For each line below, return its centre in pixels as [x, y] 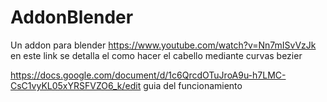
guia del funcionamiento [193, 85]
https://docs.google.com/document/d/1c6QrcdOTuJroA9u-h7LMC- [148, 75]
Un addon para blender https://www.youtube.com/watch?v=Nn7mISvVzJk [163, 45]
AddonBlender [72, 17]
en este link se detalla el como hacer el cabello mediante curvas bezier [156, 55]
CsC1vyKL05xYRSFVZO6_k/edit [76, 85]
